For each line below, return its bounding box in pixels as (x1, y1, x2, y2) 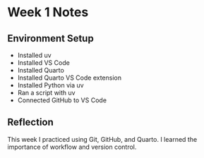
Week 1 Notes (7, 4, 89, 20)
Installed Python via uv (17, 81, 84, 89)
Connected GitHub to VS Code (17, 96, 107, 104)
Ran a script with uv (17, 89, 76, 97)
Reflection (7, 116, 54, 128)
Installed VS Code (17, 59, 71, 67)
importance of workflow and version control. (7, 142, 137, 151)
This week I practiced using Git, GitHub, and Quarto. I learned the (7, 135, 198, 143)
